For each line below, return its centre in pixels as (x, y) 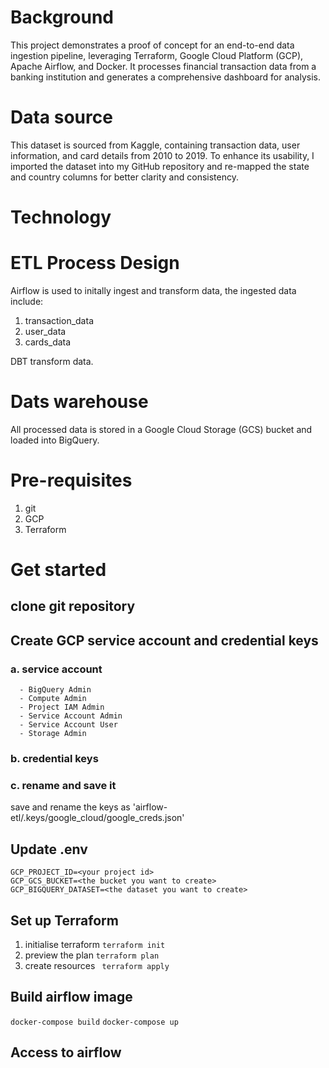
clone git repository (73, 606)
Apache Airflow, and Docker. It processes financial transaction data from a (163, 66)
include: (27, 301)
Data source (61, 117)
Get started (58, 570)
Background (62, 17)
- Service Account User (68, 725)
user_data (45, 331)
